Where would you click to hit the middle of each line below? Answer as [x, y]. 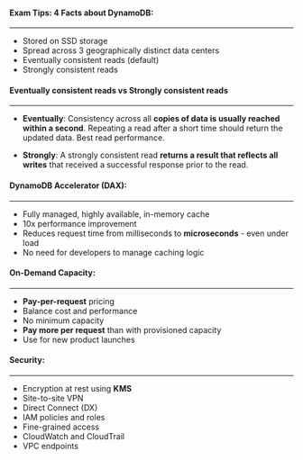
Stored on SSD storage [65, 41]
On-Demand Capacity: [53, 273]
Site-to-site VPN [53, 398]
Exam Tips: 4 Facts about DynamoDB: [82, 13]
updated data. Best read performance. [93, 138]
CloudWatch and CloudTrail [73, 437]
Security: [27, 360]
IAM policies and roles [64, 418]
